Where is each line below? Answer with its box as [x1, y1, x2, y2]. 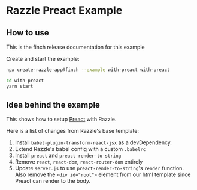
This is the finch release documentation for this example [6, 43, 145, 51]
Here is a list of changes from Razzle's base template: [6, 127, 140, 135]
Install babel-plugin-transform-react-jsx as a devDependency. [14, 139, 172, 146]
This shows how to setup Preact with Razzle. [6, 115, 117, 123]
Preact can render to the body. [14, 177, 91, 185]
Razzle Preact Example [6, 4, 123, 17]
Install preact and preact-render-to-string [14, 152, 122, 159]
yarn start [6, 83, 34, 89]
